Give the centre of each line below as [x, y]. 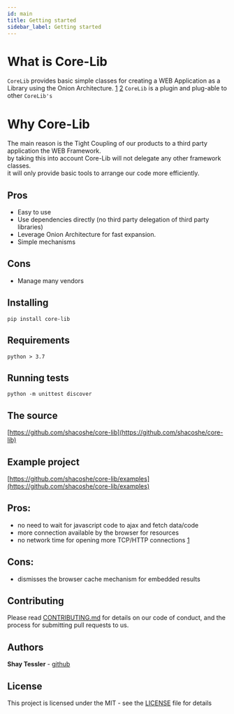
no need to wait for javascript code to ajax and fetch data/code [108, 525]
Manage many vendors [50, 280]
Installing [28, 303]
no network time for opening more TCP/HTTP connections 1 [103, 540]
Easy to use [34, 212]
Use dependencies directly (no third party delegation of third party [113, 220]
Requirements [38, 341]
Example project [44, 462]
